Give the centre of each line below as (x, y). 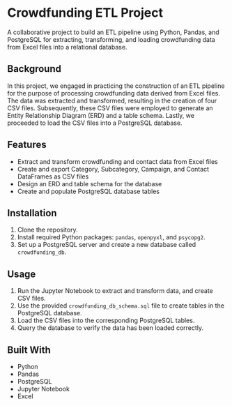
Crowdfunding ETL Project (85, 13)
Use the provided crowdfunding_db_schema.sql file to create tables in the (121, 306)
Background (34, 69)
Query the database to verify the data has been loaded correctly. (110, 328)
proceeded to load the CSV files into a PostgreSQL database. (95, 123)
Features (27, 145)
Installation (32, 213)
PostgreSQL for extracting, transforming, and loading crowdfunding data (111, 39)
